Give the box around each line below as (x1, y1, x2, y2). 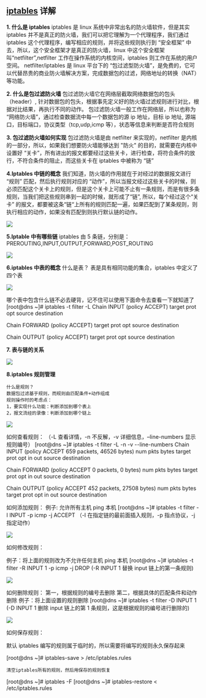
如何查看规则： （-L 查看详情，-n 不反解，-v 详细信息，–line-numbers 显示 (6, 433, 196, 440)
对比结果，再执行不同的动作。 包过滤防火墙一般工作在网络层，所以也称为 (11, 105, 196, 112)
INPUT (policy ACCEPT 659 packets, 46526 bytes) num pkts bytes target (6, 448, 191, 455)
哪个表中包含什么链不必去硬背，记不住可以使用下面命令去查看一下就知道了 (6, 296, 194, 303)
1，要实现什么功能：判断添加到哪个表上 (6, 403, 92, 409)
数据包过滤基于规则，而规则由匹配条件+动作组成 (6, 390, 110, 397)
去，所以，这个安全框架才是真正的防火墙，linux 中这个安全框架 (6, 46, 165, 53)
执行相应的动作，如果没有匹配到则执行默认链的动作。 (6, 208, 141, 215)
